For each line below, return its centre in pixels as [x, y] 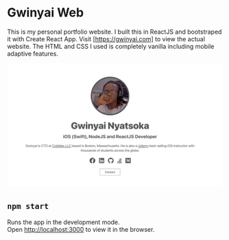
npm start [28, 206]
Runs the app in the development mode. [63, 222]
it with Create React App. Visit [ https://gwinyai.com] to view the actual [106, 39]
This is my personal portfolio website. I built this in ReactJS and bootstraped [114, 32]
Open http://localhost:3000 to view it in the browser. [81, 230]
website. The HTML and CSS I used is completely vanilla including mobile [111, 46]
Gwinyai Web [46, 13]
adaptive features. [33, 54]
